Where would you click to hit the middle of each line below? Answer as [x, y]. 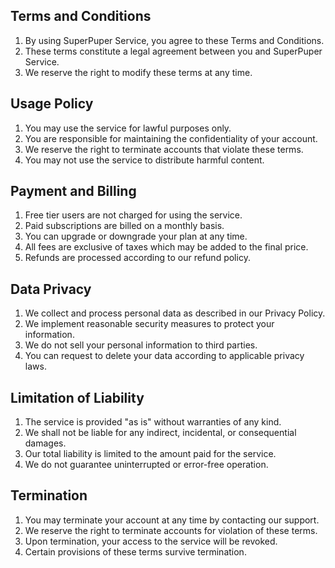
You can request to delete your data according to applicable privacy [164, 356]
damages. [45, 443]
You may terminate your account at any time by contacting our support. [172, 520]
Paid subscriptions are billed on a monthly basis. [124, 226]
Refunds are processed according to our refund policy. [137, 258]
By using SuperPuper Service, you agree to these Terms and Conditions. [174, 40]
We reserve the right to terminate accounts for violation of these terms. [171, 530]
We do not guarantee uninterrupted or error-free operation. [146, 465]
